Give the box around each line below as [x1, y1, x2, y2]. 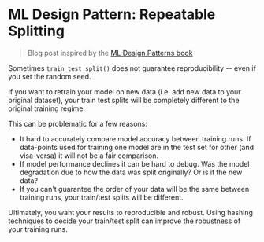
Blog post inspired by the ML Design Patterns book [27, 48, 193, 57]
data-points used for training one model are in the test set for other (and [19, 142, 255, 152]
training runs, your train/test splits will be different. [19, 192, 184, 202]
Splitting [8, 22, 65, 40]
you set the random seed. [8, 71, 92, 81]
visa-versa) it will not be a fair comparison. [19, 151, 159, 160]
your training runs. [8, 224, 69, 233]
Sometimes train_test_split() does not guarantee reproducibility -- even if [8, 63, 256, 72]
